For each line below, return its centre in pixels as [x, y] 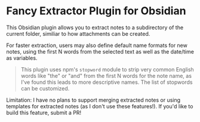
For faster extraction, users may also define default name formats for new [97, 45]
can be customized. [45, 88]
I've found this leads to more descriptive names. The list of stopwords [107, 82]
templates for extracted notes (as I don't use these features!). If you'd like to [100, 106]
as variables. [22, 58]
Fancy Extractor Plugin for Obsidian [96, 11]
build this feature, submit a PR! [44, 112]
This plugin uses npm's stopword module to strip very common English [107, 69]
